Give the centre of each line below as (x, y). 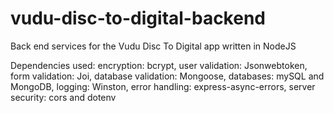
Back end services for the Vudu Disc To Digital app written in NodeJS (153, 46)
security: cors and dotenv (63, 97)
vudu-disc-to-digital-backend (138, 18)
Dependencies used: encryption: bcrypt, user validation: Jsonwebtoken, (159, 65)
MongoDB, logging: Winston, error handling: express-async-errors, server (163, 86)
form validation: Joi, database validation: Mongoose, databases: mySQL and (167, 76)
